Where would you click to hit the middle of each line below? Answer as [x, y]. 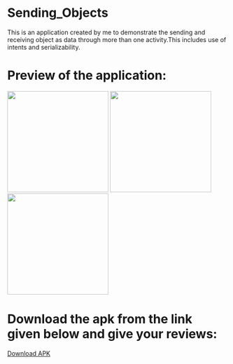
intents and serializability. [44, 47]
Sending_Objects [58, 13]
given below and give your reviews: [112, 334]
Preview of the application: [87, 76]
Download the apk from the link [100, 319]
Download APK [29, 353]
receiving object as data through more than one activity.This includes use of [117, 39]
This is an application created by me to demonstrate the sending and [106, 32]
